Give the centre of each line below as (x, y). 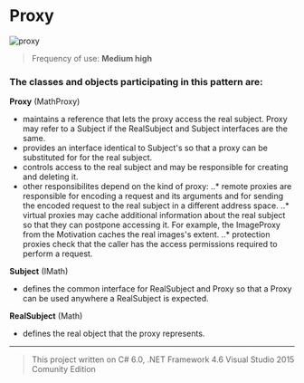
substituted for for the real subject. (87, 158)
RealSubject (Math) (46, 316)
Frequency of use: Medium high (91, 58)
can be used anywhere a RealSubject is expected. (116, 299)
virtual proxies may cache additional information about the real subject (154, 215)
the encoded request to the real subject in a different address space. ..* (156, 206)
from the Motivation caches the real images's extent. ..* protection (146, 235)
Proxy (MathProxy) (45, 101)
